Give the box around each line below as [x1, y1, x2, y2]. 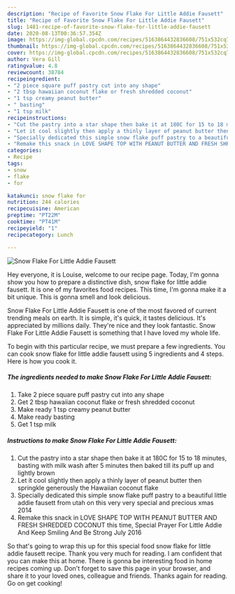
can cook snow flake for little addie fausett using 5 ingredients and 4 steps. [7, 350, 225, 358]
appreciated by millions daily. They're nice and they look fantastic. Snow [7, 321, 215, 329]
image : [7, 36, 27, 43]
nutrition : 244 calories [7, 199, 80, 206]
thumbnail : [7, 43, 39, 50]
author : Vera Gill [7, 56, 61, 63]
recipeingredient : [7, 75, 61, 83]
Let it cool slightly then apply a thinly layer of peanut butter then [17, 476, 202, 485]
